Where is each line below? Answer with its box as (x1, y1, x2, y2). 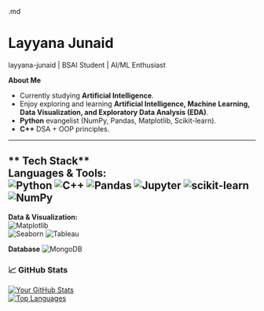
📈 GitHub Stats (8, 264, 68, 275)
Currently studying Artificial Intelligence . (19, 91, 155, 100)
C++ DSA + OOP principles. (19, 124, 110, 133)
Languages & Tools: (8, 167, 107, 180)
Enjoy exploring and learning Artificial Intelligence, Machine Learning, (19, 98, 250, 109)
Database (8, 244, 41, 254)
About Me (8, 75, 42, 85)
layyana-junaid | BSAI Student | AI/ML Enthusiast (8, 60, 167, 69)
